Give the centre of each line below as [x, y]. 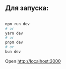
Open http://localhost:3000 [33, 61]
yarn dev [14, 33]
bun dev [13, 52]
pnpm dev [14, 42]
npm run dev [17, 24]
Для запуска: [27, 8]
